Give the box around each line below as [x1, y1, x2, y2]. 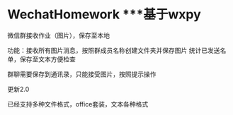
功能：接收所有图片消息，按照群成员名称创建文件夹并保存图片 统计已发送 [7, 46, 220, 54]
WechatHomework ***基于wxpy [7, 6, 202, 23]
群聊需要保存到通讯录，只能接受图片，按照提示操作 [7, 70, 157, 78]
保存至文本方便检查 [19, 54, 76, 63]
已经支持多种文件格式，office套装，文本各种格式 [7, 99, 149, 108]
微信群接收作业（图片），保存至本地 [7, 31, 110, 40]
